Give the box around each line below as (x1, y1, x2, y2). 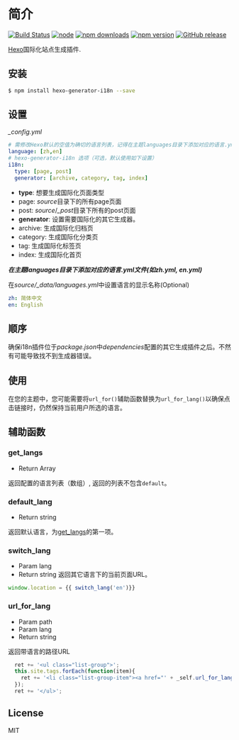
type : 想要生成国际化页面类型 (18, 188, 105, 197)
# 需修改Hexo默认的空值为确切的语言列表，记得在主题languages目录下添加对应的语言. (8, 141, 228, 149)
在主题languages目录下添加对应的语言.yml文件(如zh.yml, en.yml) (8, 265, 203, 274)
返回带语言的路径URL (8, 647, 70, 656)
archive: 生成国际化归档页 (18, 223, 94, 232)
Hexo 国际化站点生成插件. (8, 45, 82, 53)
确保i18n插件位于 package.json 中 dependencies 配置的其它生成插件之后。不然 (8, 343, 231, 351)
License (8, 707, 44, 719)
